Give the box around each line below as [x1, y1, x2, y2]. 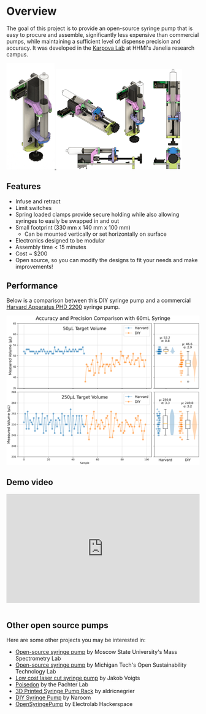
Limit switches [15, 204, 52, 211]
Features [6, 181, 41, 192]
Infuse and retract [15, 198, 61, 205]
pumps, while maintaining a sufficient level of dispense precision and [6, 37, 181, 45]
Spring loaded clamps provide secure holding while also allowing [15, 211, 180, 218]
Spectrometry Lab [15, 654, 61, 662]
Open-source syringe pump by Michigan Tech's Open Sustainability [15, 661, 187, 669]
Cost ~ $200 [15, 250, 48, 257]
